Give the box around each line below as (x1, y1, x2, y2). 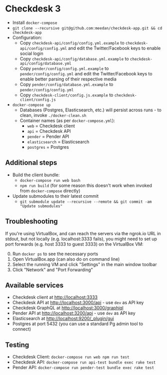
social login (19, 50, 43, 56)
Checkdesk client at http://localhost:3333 (12, 294, 98, 300)
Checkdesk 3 (5, 3, 61, 14)
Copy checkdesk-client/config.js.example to (19, 92, 114, 98)
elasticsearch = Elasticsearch (27, 138, 90, 145)
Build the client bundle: (12, 172, 60, 178)
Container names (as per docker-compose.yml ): (19, 117, 116, 123)
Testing (5, 341, 29, 349)
